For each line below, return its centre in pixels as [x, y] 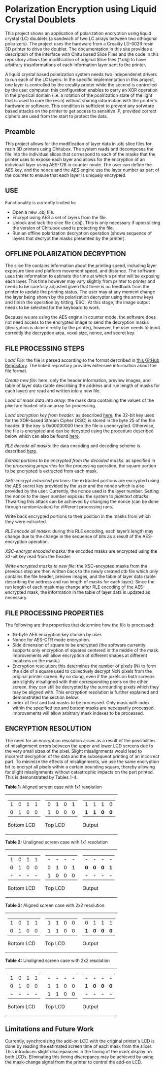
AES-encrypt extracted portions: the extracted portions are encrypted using [82, 481]
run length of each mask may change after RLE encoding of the [69, 587]
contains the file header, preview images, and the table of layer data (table [81, 576]
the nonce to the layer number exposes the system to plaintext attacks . [78, 497]
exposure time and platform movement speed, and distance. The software [80, 271]
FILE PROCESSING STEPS [45, 348]
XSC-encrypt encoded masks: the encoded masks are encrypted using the [81, 551]
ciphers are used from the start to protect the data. [57, 116]
